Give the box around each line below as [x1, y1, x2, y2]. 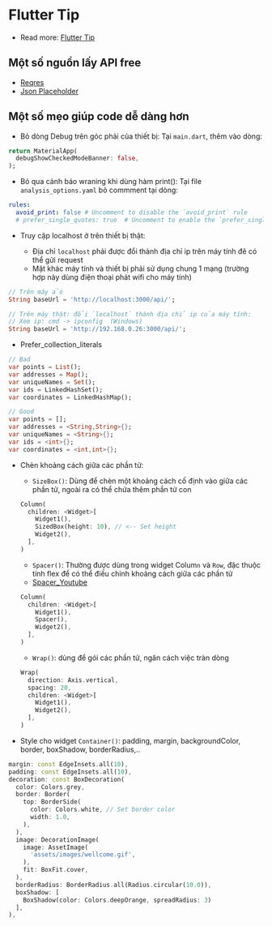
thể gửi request [32, 255, 83, 264]
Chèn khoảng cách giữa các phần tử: [19, 460, 144, 469]
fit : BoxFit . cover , [23, 866, 89, 874]
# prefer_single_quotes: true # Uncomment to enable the [15, 216, 216, 224]
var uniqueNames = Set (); [8, 378, 96, 386]
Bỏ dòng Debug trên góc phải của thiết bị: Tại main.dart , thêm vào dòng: [19, 131, 263, 141]
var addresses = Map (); [8, 371, 89, 379]
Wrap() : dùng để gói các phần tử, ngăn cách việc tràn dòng [32, 653, 229, 662]
